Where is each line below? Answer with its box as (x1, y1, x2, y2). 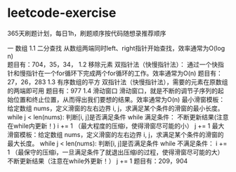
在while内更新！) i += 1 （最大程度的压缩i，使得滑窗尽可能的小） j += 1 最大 (7, 121, 225, 130)
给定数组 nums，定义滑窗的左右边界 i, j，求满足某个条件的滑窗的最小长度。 (7, 104, 224, 112)
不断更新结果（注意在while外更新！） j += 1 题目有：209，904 (7, 157, 188, 165)
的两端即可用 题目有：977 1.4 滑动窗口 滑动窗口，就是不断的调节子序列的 (7, 86, 218, 95)
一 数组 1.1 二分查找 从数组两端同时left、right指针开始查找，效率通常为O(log (7, 44, 225, 52)
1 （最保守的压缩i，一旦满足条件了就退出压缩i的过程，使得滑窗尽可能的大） (7, 147, 224, 156)
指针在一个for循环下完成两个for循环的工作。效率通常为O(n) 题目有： (25, 69, 223, 77)
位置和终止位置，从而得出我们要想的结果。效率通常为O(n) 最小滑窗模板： (13, 95, 225, 103)
